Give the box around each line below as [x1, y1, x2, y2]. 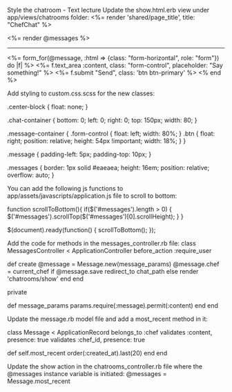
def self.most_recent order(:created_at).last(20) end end [7, 349, 168, 357]
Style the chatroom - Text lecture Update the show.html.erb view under [7, 6, 210, 14]
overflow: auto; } [7, 171, 55, 179]
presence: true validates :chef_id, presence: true [7, 335, 146, 344]
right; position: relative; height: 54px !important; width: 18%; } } [7, 137, 186, 144]
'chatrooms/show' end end [7, 274, 84, 283]
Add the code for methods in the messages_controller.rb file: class [7, 239, 197, 248]
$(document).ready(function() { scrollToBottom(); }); [7, 226, 156, 234]
